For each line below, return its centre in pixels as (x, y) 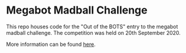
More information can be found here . (51, 44)
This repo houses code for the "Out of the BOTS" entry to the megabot (92, 26)
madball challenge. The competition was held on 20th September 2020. (94, 32)
